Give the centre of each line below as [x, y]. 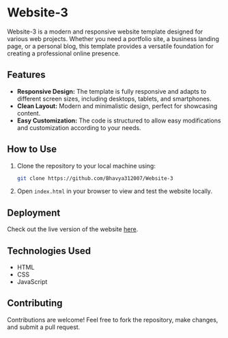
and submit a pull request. [44, 327]
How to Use [32, 149]
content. [29, 113]
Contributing [35, 303]
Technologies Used [49, 251]
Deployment [34, 212]
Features [26, 75]
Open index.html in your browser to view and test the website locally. [115, 191]
